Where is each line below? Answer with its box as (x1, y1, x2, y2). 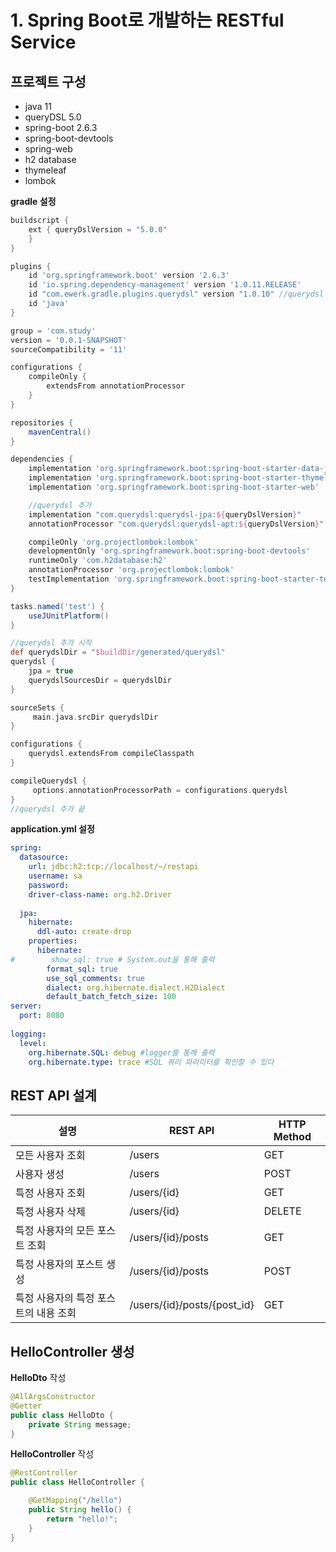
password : (28, 880, 70, 890)
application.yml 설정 (10, 823, 95, 835)
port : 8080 (19, 1011, 65, 1021)
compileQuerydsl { (10, 776, 87, 786)
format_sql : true (46, 964, 118, 974)
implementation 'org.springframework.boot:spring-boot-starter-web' (28, 482, 320, 492)
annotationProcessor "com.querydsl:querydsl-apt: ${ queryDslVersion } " (28, 519, 325, 529)
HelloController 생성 (10, 1343, 135, 1360)
